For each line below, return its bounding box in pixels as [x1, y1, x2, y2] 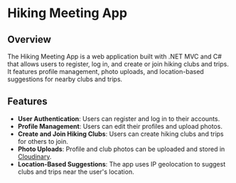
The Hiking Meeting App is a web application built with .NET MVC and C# [7, 52, 222, 61]
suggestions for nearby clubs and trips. [7, 75, 123, 83]
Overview [7, 33, 52, 46]
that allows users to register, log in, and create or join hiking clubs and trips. [7, 60, 229, 68]
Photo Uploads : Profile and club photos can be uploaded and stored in [17, 145, 225, 153]
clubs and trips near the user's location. [17, 167, 134, 176]
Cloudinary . [17, 152, 52, 161]
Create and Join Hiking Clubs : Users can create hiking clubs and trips [17, 130, 224, 138]
